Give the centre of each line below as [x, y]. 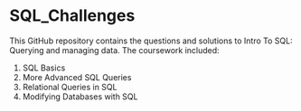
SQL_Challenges [72, 16]
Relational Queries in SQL [70, 87]
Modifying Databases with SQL [80, 97]
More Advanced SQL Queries [77, 77]
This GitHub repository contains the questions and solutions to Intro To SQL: [151, 41]
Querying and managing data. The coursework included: [114, 50]
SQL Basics [44, 68]
